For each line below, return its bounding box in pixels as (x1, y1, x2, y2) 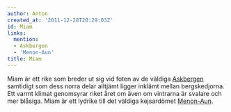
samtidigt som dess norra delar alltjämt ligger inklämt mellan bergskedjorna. (7, 81, 225, 90)
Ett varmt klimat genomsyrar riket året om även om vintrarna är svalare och (7, 89, 223, 97)
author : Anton (7, 10, 49, 17)
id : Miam (7, 23, 33, 30)
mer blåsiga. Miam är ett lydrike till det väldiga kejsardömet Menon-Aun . (7, 97, 214, 105)
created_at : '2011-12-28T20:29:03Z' (7, 17, 113, 24)
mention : (13, 36, 39, 43)
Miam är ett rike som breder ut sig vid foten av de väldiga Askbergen (7, 74, 204, 83)
